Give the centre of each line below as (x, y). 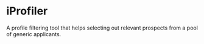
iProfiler (27, 11)
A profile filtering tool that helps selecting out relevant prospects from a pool (102, 28)
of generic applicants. (34, 34)
